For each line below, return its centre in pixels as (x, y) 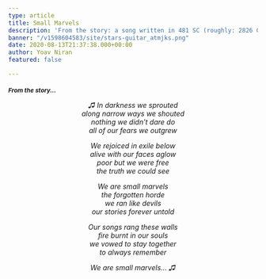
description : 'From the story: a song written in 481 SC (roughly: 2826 (131, 30)
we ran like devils (133, 203)
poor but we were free (133, 162)
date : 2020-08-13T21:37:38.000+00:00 (70, 45)
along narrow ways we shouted (133, 113)
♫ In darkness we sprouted (133, 105)
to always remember (133, 252)
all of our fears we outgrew (133, 130)
